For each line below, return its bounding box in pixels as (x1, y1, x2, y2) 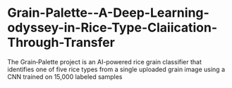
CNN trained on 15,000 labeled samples (7, 72, 123, 81)
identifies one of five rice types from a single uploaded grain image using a (7, 65, 226, 73)
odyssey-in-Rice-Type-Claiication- (7, 20, 218, 36)
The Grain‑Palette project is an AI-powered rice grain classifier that (7, 57, 202, 66)
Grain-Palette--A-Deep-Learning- (7, 5, 209, 21)
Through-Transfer (7, 35, 115, 50)
